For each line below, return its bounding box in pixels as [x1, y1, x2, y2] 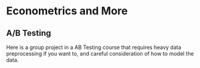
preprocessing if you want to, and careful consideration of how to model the [6, 50, 194, 57]
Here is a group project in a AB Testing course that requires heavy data [6, 44, 181, 51]
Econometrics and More [6, 4, 128, 18]
